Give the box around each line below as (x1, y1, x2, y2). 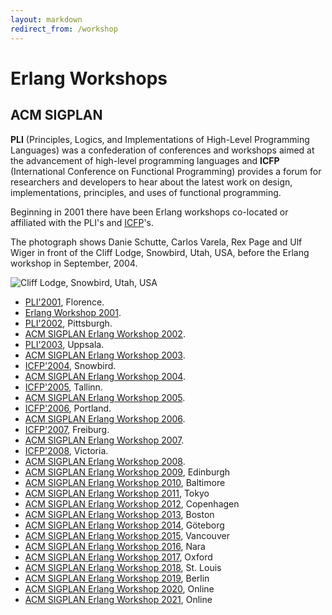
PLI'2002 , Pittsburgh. (24, 317, 113, 329)
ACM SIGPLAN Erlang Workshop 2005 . (24, 391, 186, 403)
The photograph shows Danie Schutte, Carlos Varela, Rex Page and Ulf (10, 236, 303, 248)
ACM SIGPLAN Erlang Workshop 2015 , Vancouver (24, 529, 230, 541)
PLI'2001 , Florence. (24, 296, 105, 308)
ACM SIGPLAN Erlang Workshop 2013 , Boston (24, 508, 215, 520)
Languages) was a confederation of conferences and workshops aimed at (10, 144, 315, 156)
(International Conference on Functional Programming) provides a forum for (10, 165, 322, 177)
